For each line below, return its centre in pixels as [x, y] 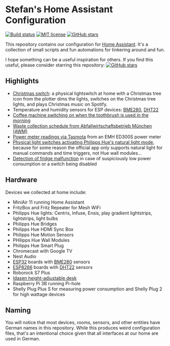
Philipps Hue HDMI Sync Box [43, 229]
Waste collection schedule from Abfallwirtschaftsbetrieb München [82, 126]
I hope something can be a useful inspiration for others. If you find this [79, 59]
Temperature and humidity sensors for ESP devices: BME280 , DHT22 [86, 109]
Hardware [21, 180]
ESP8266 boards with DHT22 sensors [53, 267]
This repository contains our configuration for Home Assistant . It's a [77, 44]
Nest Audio [25, 256]
